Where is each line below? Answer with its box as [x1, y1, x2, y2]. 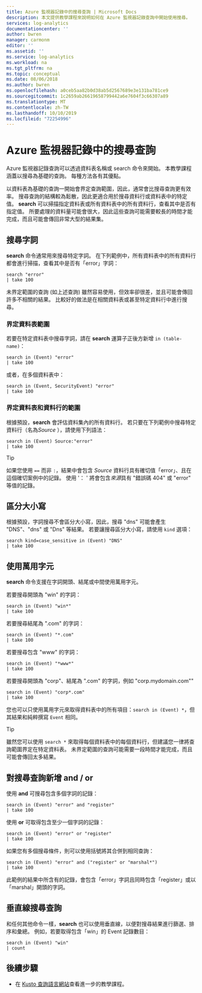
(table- [163, 336, 183, 342]
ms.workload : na [6, 59, 47, 65]
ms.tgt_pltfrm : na [6, 65, 52, 71]
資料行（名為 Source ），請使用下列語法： [6, 426, 107, 433]
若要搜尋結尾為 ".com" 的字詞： [6, 620, 84, 627]
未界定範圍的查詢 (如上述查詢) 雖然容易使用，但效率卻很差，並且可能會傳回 [6, 288, 193, 295]
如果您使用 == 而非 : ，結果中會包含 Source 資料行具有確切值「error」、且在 [6, 466, 192, 474]
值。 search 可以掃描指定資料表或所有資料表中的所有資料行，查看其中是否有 [6, 200, 196, 207]
